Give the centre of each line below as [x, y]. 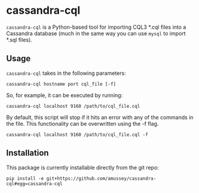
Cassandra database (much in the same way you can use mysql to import [96, 33]
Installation [27, 153]
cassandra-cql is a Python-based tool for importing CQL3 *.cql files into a [96, 27]
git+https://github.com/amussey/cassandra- [101, 178]
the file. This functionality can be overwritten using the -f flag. [82, 123]
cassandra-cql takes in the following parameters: [66, 73]
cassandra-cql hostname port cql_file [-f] [61, 84]
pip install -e [25, 178]
